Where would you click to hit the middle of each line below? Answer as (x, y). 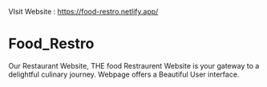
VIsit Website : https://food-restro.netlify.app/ (83, 12)
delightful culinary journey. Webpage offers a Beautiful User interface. (124, 74)
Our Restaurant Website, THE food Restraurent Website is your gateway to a (134, 65)
